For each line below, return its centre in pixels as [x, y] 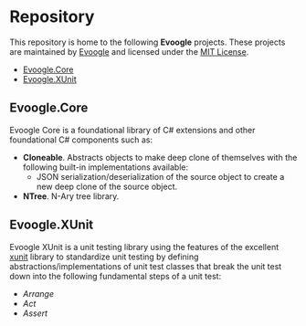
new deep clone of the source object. [107, 186]
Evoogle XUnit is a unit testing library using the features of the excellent [144, 247]
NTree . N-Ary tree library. [71, 196]
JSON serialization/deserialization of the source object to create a [160, 176]
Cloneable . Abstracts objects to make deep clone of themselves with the [160, 157]
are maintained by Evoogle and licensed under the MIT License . [129, 51]
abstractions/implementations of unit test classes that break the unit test [146, 266]
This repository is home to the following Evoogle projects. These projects [148, 42]
